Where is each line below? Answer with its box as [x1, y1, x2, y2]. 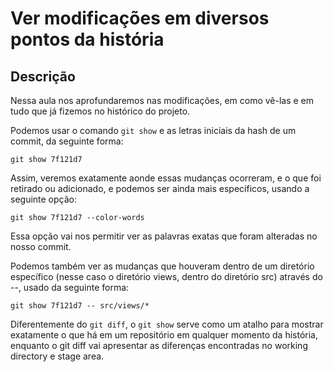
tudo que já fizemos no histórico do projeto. [10, 105, 191, 117]
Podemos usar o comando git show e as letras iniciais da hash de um [10, 125, 297, 136]
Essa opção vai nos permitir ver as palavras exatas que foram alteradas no [10, 230, 318, 242]
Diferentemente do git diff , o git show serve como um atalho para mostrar [10, 318, 324, 330]
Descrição [10, 68, 76, 85]
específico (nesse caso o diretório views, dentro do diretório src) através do [10, 271, 323, 282]
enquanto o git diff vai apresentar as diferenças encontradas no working [10, 340, 308, 351]
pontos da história [10, 28, 165, 51]
